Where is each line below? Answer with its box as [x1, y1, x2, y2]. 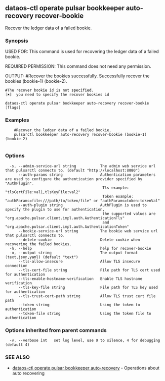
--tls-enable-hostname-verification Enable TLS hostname [18, 276, 142, 281]
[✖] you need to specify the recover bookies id [5, 92, 110, 97]
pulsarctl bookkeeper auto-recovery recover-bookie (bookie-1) [14, 132, 147, 137]
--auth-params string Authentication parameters [18, 172, 156, 177]
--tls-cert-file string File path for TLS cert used [18, 268, 161, 272]
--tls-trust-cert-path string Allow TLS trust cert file [18, 293, 156, 299]
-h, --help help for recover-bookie [9, 246, 152, 251]
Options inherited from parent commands [5, 327, 107, 333]
